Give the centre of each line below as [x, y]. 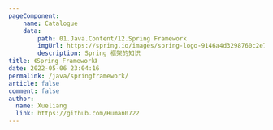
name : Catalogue [51, 23]
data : [32, 31]
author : [22, 99]
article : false [34, 83]
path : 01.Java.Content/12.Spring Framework [112, 38]
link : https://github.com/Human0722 [78, 114]
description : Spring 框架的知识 [89, 53]
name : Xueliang [41, 106]
